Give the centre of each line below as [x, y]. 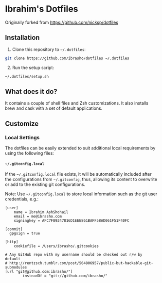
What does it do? [31, 92]
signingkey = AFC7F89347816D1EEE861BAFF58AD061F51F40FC [72, 221]
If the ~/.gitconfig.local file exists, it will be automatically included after [78, 174]
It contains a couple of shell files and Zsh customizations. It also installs [77, 103]
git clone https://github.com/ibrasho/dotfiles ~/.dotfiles [67, 58]
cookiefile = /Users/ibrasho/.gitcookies [56, 246]
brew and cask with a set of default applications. [54, 108]
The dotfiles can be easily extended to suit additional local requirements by [80, 148]
